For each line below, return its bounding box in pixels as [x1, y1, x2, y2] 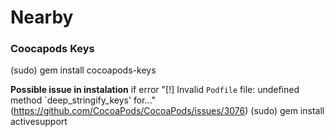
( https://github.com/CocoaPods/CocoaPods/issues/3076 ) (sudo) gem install [10, 105, 325, 117]
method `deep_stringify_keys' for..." [10, 94, 157, 106]
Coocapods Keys [10, 42, 95, 56]
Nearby [10, 6, 74, 29]
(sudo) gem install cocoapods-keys [10, 64, 157, 76]
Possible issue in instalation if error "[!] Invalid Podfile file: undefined [10, 84, 300, 96]
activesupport [10, 116, 68, 128]
